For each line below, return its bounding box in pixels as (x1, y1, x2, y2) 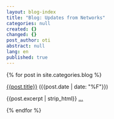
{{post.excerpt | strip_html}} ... (6, 95, 84, 102)
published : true (6, 54, 48, 60)
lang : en (6, 49, 29, 55)
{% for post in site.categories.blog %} (6, 71, 102, 78)
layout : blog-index (6, 9, 56, 15)
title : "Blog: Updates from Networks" (6, 15, 105, 21)
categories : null (6, 20, 51, 26)
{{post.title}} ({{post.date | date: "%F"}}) (6, 83, 108, 90)
